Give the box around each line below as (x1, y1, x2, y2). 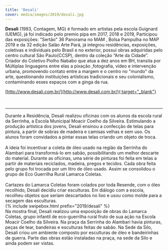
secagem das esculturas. (5, 197, 57, 203)
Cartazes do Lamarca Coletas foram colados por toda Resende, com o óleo (5, 181, 160, 187)
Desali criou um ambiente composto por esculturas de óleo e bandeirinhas (5, 229, 159, 235)
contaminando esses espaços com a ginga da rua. (5, 78, 109, 85)
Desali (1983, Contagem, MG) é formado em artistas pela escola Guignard (5, 25, 158, 31)
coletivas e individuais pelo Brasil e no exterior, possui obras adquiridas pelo (5, 47, 163, 53)
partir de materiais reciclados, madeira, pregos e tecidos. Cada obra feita (5, 160, 156, 166)
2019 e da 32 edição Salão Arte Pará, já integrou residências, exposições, (5, 41, 157, 47)
